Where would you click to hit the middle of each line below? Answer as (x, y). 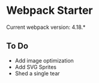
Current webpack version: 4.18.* (46, 27)
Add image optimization (44, 60)
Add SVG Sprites (36, 67)
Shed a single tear (37, 73)
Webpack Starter (49, 11)
